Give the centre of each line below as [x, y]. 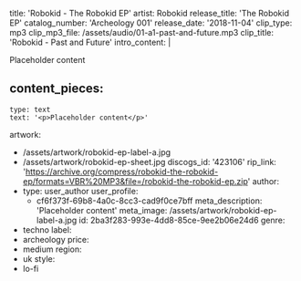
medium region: [52, 249]
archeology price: [56, 239]
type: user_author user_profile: [80, 191]
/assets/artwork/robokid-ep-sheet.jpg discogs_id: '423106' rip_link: [149, 161]
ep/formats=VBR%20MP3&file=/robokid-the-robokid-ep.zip [135, 181]
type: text [30, 109]
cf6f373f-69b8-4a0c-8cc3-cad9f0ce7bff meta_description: [149, 201]
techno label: [47, 229]
